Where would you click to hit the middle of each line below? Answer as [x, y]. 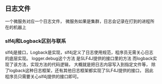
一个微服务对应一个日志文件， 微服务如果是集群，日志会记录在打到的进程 [78, 21]
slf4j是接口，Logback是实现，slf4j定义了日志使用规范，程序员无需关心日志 [79, 53]
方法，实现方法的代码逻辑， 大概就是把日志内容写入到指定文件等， [84, 65]
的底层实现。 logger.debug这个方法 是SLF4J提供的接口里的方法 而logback [79, 58]
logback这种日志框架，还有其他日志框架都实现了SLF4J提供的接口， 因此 [81, 70]
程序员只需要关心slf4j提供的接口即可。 [43, 77]
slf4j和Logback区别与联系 [36, 41]
